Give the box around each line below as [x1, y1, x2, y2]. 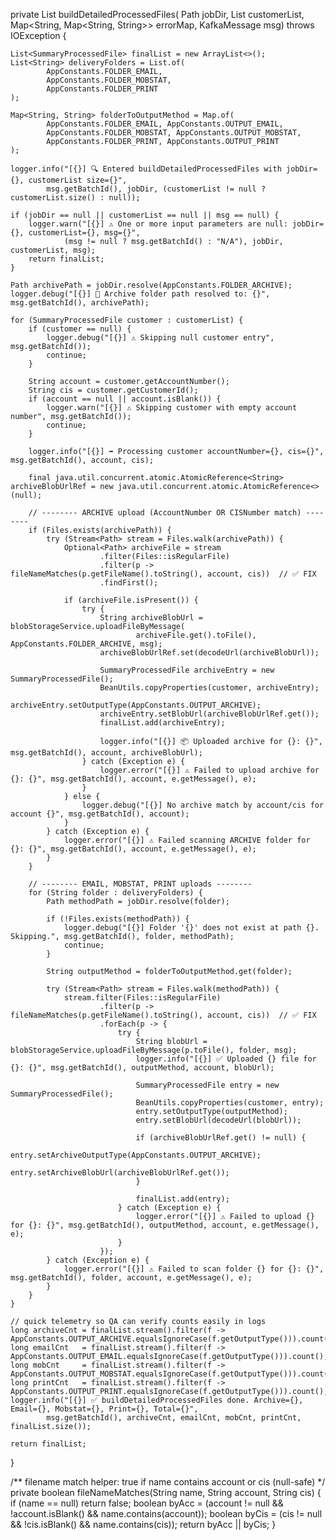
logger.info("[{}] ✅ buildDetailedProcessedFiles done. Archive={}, [10, 1395, 304, 1405]
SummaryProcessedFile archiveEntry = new [99, 665, 275, 675]
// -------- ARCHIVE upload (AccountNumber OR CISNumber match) [28, 508, 302, 518]
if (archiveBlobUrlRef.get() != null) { [135, 1133, 307, 1143]
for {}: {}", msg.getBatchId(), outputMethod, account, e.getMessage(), [10, 1220, 320, 1230]
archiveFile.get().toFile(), [135, 630, 257, 640]
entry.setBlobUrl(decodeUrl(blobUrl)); [135, 1115, 302, 1125]
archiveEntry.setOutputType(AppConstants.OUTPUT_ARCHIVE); [10, 700, 262, 710]
